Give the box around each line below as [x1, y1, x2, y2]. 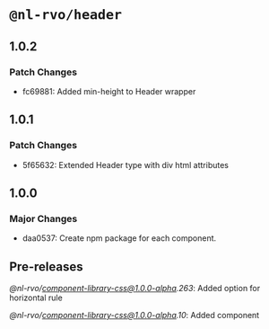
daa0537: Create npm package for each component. [22, 233, 217, 244]
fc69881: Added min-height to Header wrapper [22, 85, 196, 96]
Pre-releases [9, 259, 83, 274]
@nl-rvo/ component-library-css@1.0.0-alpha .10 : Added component [9, 310, 260, 321]
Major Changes [9, 212, 78, 225]
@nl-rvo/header [9, 6, 123, 23]
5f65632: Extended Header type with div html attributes [22, 159, 229, 170]
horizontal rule [9, 292, 63, 303]
